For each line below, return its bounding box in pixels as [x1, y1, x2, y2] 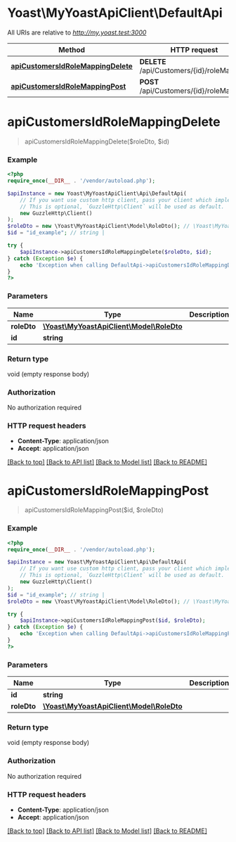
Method [58, 44, 86, 54]
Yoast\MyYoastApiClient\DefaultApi [7, 5, 223, 21]
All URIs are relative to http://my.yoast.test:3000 [7, 28, 147, 37]
